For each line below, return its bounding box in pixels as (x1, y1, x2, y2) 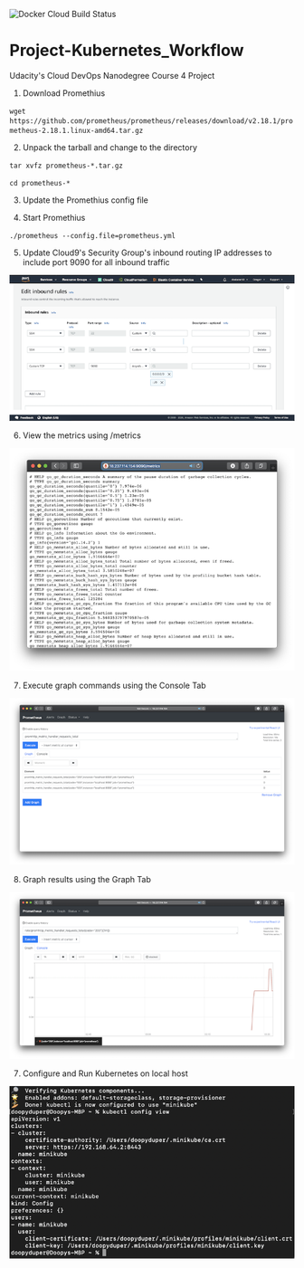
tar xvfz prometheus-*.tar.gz (9, 161, 124, 170)
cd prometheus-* (9, 178, 71, 187)
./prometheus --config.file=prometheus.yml (9, 231, 176, 240)
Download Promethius (22, 87, 106, 99)
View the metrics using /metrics (22, 430, 142, 441)
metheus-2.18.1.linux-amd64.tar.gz (9, 126, 144, 135)
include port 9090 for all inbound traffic (22, 256, 170, 267)
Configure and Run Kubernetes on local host (22, 1068, 188, 1079)
